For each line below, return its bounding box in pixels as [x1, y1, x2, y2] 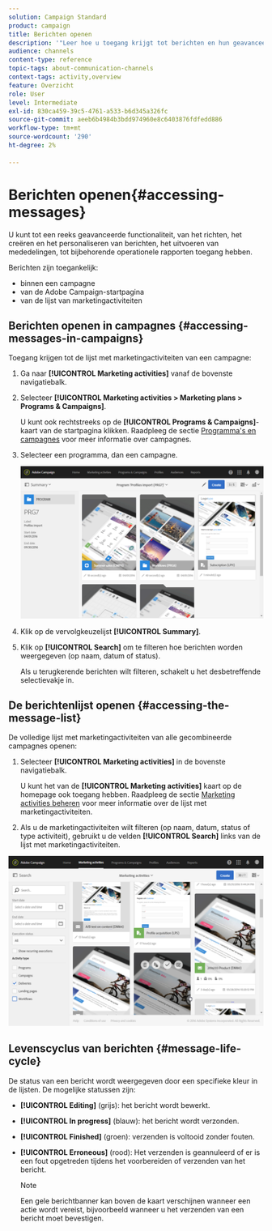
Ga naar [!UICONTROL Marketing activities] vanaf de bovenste [19, 368, 233, 378]
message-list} [8, 711, 82, 725]
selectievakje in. [19, 675, 74, 684]
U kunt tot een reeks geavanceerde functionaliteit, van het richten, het [8, 229, 243, 239]
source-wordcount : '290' [8, 133, 92, 141]
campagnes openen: [8, 741, 78, 751]
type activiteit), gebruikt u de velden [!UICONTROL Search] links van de [19, 831, 261, 841]
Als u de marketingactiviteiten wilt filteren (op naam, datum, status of [19, 823, 251, 833]
